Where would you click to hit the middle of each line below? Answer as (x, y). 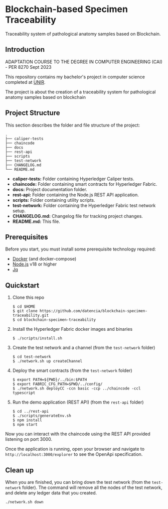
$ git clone (25, 311)
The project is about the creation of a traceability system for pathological (80, 92)
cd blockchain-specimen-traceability (57, 320)
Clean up (20, 470)
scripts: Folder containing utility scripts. (54, 200)
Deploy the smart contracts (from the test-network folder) (72, 370)
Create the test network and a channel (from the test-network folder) (84, 348)
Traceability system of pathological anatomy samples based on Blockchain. (83, 34)
